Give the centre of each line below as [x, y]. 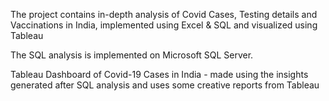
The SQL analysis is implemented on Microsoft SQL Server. [132, 55]
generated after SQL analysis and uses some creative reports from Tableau [165, 85]
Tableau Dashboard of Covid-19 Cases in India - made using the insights [159, 74]
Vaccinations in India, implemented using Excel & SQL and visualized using [164, 25]
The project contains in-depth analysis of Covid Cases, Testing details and [164, 14]
